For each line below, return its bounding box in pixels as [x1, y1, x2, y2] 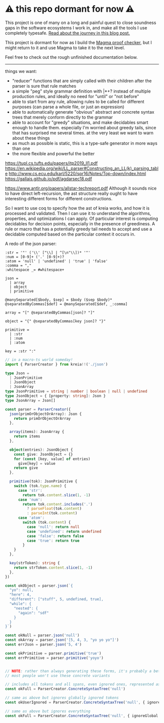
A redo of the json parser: [5, 241, 57, 246]
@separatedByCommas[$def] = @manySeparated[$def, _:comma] [5, 301, 128, 307]
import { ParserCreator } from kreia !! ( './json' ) [5, 361, 108, 367]
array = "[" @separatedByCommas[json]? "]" [5, 310, 95, 315]
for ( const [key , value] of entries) [14, 457, 91, 461]
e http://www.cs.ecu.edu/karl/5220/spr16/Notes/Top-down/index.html [5, 170, 146, 176]
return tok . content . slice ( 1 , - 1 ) [22, 492, 91, 498]
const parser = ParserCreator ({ [5, 407, 71, 412]
